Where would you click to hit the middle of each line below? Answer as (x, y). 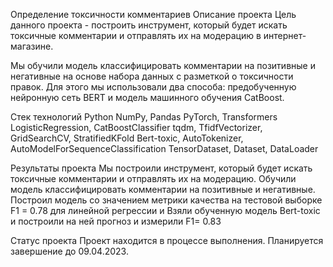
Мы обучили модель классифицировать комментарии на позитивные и (163, 65)
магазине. (32, 46)
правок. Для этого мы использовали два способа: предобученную (153, 87)
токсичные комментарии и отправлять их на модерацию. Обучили (153, 178)
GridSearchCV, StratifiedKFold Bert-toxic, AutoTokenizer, (127, 138)
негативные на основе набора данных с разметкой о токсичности (152, 76)
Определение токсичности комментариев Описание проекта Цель (153, 14)
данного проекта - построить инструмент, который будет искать (149, 25)
